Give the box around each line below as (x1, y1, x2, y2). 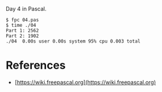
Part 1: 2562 (6, 27, 39, 34)
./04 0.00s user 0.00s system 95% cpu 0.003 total (6, 38, 141, 44)
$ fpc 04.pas (6, 17, 39, 23)
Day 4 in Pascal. (6, 5, 47, 12)
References (6, 58, 66, 73)
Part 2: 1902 (6, 33, 39, 39)
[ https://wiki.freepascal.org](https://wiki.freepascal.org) (14, 79, 156, 86)
